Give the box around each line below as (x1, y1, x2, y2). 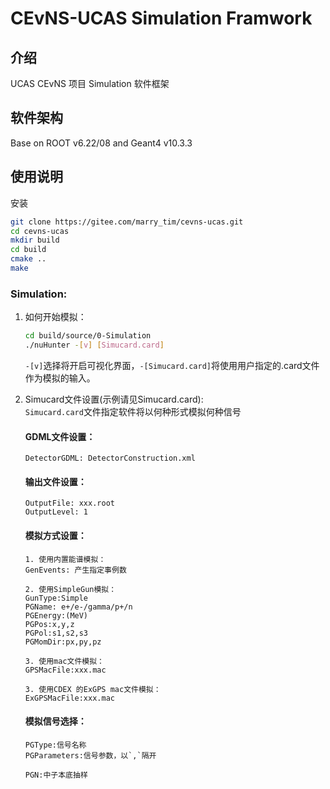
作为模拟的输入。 (24, 372, 96, 384)
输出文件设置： (24, 475, 87, 487)
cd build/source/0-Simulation (24, 331, 152, 341)
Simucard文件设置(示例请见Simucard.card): (24, 393, 204, 405)
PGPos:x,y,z (24, 619, 75, 629)
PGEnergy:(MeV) (24, 610, 89, 621)
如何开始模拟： (24, 311, 87, 323)
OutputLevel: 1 (24, 507, 89, 517)
